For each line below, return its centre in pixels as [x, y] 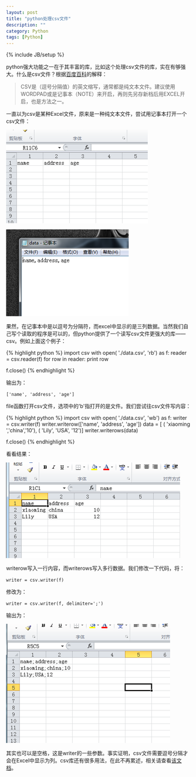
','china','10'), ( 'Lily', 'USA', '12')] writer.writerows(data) [72, 431]
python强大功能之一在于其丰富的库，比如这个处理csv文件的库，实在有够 [93, 67]
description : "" [26, 25]
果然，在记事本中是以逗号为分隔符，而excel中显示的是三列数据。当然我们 [95, 326]
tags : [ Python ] [25, 37]
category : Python [27, 31]
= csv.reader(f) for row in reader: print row [57, 359]
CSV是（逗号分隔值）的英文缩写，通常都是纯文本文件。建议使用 [98, 87]
